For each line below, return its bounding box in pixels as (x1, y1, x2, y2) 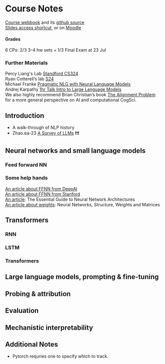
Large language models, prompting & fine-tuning (5, 273, 159, 281)
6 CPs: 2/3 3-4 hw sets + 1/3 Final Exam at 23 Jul (5, 47, 107, 53)
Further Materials (5, 60, 48, 66)
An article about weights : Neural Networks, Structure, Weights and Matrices (5, 201, 160, 207)
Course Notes (5, 3, 63, 14)
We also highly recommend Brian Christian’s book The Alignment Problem (5, 92, 156, 98)
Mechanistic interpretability (5, 323, 93, 332)
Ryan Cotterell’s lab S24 (5, 76, 54, 82)
